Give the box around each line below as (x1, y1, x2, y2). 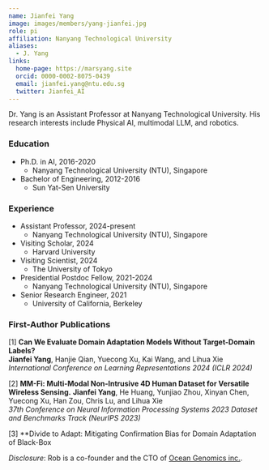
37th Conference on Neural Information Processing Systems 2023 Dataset (8, 404, 258, 414)
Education (8, 139, 50, 150)
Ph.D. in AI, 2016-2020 (19, 156, 96, 166)
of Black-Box (8, 438, 52, 447)
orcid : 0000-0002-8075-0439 (15, 72, 111, 80)
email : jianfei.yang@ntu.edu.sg (15, 79, 126, 88)
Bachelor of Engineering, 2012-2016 (19, 173, 140, 183)
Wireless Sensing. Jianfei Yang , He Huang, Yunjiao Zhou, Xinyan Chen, (8, 387, 250, 397)
